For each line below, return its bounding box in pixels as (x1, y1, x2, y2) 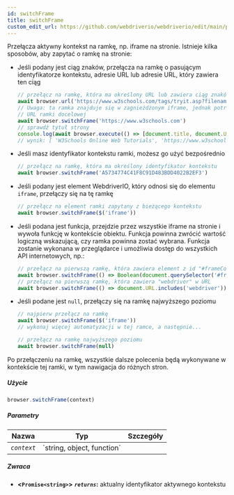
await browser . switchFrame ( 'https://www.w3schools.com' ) (17, 117, 187, 124)
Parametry (7, 411, 40, 420)
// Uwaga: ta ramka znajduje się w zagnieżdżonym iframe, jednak (17, 105, 211, 112)
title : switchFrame (7, 17, 64, 24)
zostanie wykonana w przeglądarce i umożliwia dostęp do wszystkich (17, 244, 218, 252)
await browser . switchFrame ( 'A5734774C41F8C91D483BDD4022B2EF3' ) (17, 169, 208, 176)
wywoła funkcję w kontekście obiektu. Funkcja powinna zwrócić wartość (17, 229, 226, 238)
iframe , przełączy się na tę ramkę (17, 190, 114, 198)
